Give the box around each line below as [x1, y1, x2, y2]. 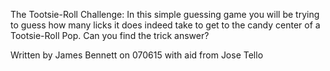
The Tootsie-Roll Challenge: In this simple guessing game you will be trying [10, 9, 320, 20]
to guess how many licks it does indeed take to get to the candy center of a [10, 19, 321, 31]
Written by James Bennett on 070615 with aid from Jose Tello [10, 49, 264, 61]
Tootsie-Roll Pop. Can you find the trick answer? [10, 30, 210, 41]
